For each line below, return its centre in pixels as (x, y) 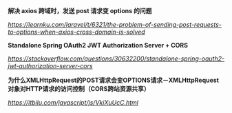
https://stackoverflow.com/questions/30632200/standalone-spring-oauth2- (116, 59)
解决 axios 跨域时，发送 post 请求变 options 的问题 (80, 11)
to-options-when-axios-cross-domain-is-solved (76, 32)
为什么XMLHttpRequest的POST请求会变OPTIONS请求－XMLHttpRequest (114, 80)
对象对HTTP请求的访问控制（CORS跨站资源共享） (79, 89)
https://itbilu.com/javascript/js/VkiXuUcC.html (73, 102)
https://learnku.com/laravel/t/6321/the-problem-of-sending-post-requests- (115, 24)
